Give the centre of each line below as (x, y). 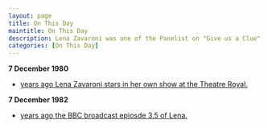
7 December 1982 (38, 100)
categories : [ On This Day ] (54, 46)
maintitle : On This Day (48, 31)
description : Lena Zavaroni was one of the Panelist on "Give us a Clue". (136, 38)
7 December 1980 (39, 68)
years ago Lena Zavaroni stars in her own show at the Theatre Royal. (134, 85)
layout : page (30, 16)
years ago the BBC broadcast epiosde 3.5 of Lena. (103, 116)
